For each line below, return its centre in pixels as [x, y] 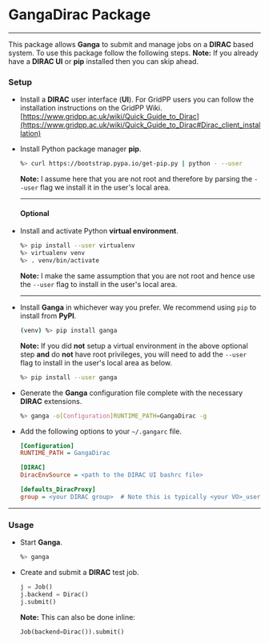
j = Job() [36, 587]
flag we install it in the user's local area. [105, 188]
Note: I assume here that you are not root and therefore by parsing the [136, 179]
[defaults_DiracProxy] [58, 489]
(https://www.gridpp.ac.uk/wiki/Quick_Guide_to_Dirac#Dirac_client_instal [140, 125]
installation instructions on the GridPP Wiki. [91, 108]
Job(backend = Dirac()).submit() [72, 632]
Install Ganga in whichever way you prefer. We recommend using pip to [138, 307]
